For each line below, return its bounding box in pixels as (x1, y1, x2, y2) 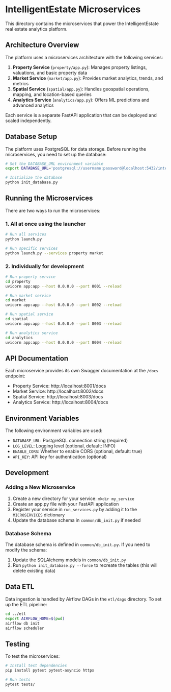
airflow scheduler (5, 626, 44, 631)
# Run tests (5, 677, 31, 682)
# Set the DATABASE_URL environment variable (5, 161, 103, 166)
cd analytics (5, 335, 33, 340)
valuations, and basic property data (12, 69, 88, 76)
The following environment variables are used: (5, 427, 103, 434)
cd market (5, 298, 26, 303)
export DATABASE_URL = (5, 166, 51, 171)
